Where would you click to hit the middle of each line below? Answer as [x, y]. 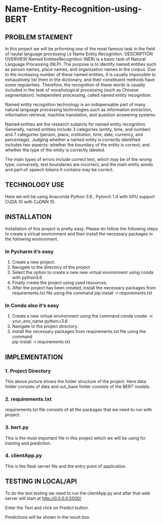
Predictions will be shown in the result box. [48, 517]
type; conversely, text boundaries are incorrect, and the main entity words [79, 164]
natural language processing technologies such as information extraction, [79, 110]
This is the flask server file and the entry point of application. [66, 466]
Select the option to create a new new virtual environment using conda [83, 272]
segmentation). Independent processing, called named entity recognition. [78, 95]
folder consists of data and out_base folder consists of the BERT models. [78, 386]
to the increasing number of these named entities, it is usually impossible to [81, 74]
